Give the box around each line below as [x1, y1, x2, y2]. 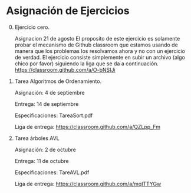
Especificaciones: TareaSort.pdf [14, 112, 93, 119]
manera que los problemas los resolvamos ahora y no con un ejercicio [14, 47, 186, 54]
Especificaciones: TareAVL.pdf [14, 169, 90, 176]
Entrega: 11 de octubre [14, 157, 69, 164]
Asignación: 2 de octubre [14, 146, 77, 153]
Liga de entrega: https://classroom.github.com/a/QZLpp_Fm [14, 123, 161, 130]
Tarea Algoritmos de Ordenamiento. [14, 78, 102, 85]
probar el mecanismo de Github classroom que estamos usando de [14, 41, 178, 48]
